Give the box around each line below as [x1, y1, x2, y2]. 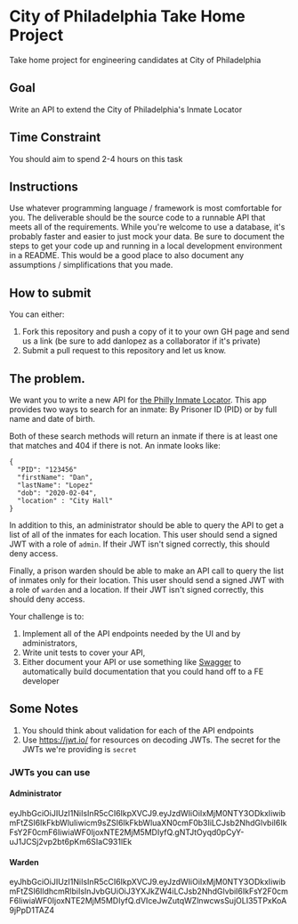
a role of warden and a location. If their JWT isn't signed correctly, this [9, 585, 264, 595]
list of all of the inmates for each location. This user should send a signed [9, 530, 278, 539]
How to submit [9, 285, 92, 300]
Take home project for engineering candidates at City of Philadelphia [9, 54, 262, 65]
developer [21, 676, 60, 686]
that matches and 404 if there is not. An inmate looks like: [9, 441, 221, 450]
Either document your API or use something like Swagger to [21, 657, 242, 667]
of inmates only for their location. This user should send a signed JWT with [9, 575, 285, 585]
